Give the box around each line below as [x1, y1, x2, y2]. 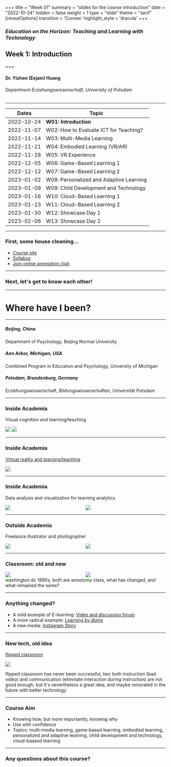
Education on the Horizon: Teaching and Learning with [5, 28, 144, 35]
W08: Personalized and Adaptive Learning [45, 176, 147, 183]
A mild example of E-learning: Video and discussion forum [12, 611, 135, 618]
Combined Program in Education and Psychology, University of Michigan [5, 363, 158, 369]
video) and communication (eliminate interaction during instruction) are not [5, 676, 163, 682]
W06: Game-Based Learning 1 [45, 159, 120, 167]
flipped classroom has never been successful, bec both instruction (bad [5, 671, 156, 677]
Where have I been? [5, 303, 91, 314]
